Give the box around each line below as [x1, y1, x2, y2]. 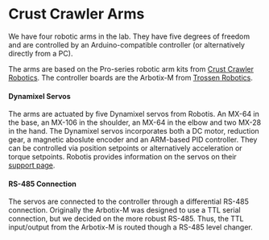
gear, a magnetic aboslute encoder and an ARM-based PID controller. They [8, 134, 258, 145]
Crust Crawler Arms [8, 5, 145, 23]
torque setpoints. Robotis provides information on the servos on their [8, 152, 238, 162]
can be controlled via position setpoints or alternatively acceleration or [8, 143, 243, 153]
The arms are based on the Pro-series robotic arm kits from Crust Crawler [8, 64, 255, 73]
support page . [8, 160, 56, 170]
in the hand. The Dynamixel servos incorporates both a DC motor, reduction [8, 126, 259, 136]
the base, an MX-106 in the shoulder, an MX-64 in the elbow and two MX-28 [8, 118, 262, 127]
